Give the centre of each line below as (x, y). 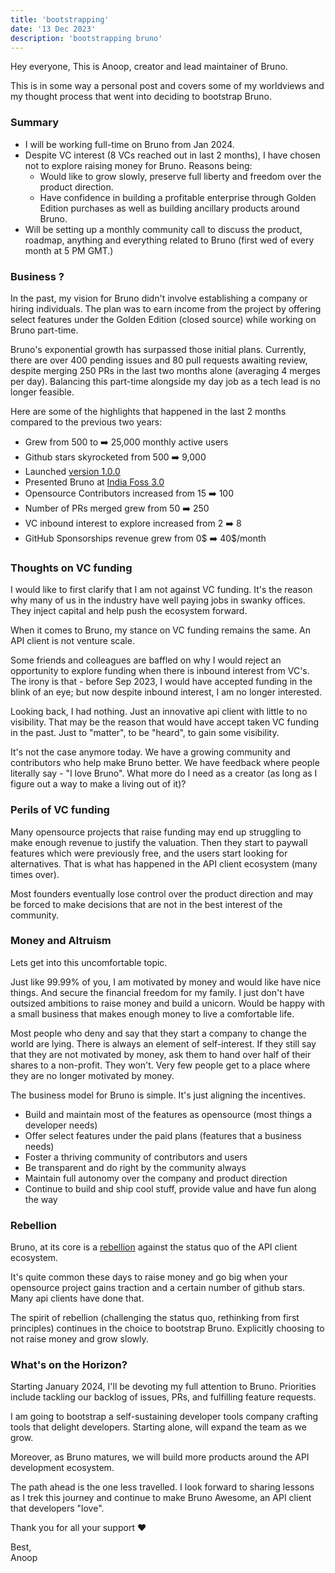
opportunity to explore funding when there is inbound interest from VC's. (160, 671)
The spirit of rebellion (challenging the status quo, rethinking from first (155, 1318)
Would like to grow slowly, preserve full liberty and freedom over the (180, 176)
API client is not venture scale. (72, 641)
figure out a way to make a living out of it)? (98, 784)
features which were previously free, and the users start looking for (149, 853)
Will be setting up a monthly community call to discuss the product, (163, 229)
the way (41, 1199)
